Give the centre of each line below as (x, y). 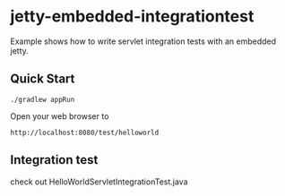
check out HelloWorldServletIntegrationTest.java (99, 182)
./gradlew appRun (43, 99)
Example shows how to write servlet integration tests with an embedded (143, 41)
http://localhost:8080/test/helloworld (85, 132)
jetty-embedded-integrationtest (132, 17)
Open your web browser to (60, 116)
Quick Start (43, 79)
